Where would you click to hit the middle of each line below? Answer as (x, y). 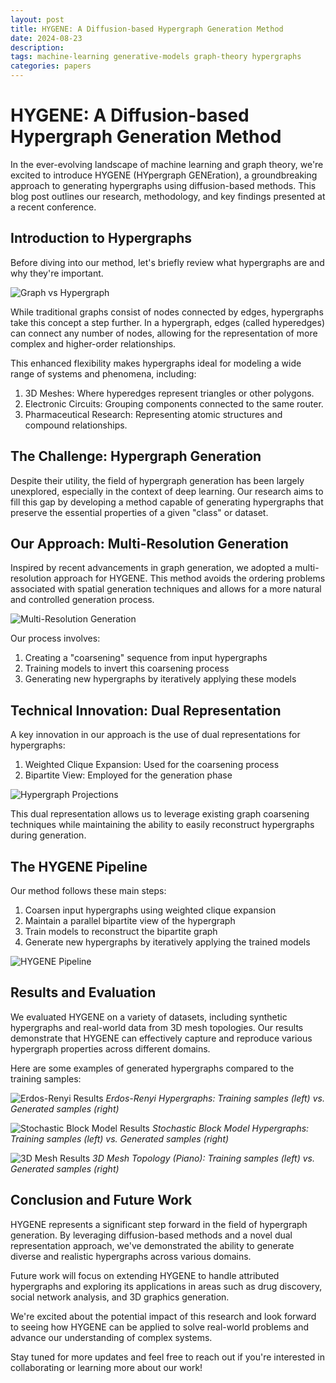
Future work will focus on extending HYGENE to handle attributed (145, 1275)
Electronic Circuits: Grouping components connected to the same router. (174, 403)
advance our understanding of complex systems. (111, 1337)
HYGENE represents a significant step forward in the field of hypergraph (159, 1224)
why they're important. (57, 273)
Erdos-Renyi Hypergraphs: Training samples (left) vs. (215, 1098)
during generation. (48, 835)
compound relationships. (76, 425)
